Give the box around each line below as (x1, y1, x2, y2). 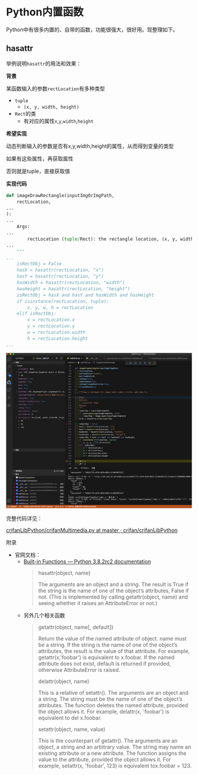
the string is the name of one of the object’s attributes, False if (38, 587, 189, 595)
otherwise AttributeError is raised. (38, 666, 121, 674)
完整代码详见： (6, 515, 42, 522)
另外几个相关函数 (23, 612, 65, 619)
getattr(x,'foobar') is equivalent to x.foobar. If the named (38, 654, 175, 661)
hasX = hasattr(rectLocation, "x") (16, 267, 104, 273)
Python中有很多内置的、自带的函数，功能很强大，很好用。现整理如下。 (6, 26, 179, 33)
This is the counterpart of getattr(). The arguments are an (38, 737, 178, 744)
